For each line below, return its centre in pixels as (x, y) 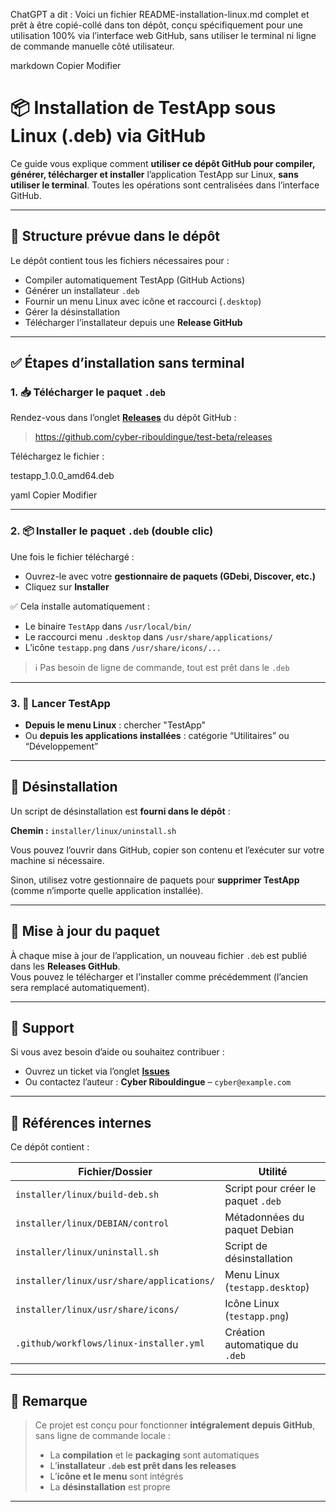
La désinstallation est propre (110, 1487)
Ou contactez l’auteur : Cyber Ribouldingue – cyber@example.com (158, 1082)
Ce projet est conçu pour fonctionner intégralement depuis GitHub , (175, 1425)
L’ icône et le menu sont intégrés (116, 1476)
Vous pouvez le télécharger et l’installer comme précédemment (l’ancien (159, 976)
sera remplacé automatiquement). (80, 987)
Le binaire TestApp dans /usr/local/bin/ (108, 626)
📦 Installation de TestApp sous (143, 108)
